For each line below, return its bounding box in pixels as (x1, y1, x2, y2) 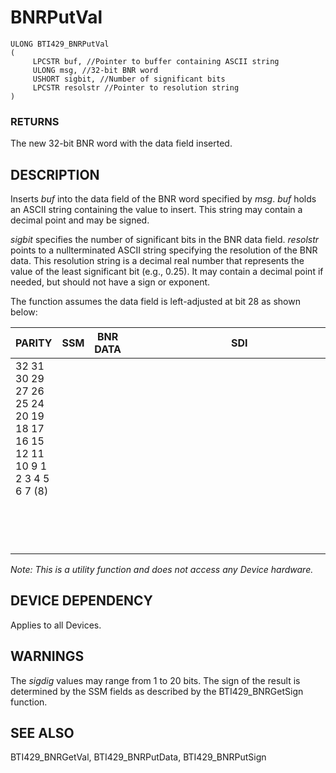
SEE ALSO (10, 725, 75, 742)
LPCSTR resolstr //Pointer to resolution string (32, 82, 240, 93)
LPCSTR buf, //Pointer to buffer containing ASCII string (32, 56, 280, 66)
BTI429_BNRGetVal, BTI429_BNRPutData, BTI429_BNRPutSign (10, 751, 267, 763)
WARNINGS (10, 648, 85, 665)
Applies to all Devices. (10, 619, 102, 631)
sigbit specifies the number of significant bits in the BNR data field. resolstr (10, 234, 320, 246)
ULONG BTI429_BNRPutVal (10, 39, 110, 49)
